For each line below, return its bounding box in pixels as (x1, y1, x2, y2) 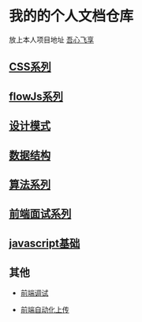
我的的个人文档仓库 (9, 7, 134, 25)
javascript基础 (9, 237, 80, 250)
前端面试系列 (9, 207, 72, 221)
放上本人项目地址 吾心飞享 (9, 35, 94, 44)
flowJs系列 (9, 89, 64, 103)
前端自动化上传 (20, 305, 69, 315)
